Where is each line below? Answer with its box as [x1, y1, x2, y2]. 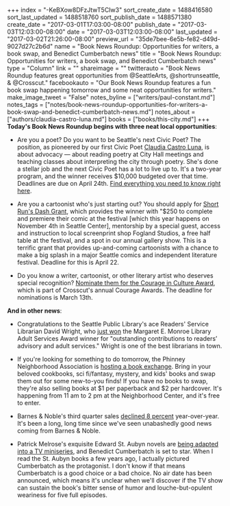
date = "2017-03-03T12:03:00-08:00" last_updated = [67, 27, 218, 36]
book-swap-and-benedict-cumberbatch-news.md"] [7, 108, 154, 116]
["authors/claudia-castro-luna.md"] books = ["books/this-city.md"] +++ [7, 115, 210, 123]
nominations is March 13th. [16, 293, 93, 301]
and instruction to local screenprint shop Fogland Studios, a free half [16, 229, 211, 237]
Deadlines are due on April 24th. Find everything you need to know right [16, 180, 221, 187]
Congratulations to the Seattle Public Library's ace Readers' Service [16, 320, 209, 328]
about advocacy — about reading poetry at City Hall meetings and [16, 150, 204, 158]
